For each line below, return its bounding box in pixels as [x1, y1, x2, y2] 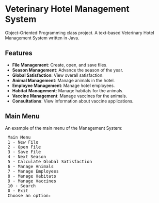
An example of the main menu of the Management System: [5, 125, 123, 131]
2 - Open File [7, 144, 41, 150]
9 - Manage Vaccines [7, 178, 57, 184]
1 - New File [7, 139, 39, 145]
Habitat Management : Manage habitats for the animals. [12, 87, 124, 93]
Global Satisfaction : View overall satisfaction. [12, 72, 104, 78]
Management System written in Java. [5, 35, 79, 41]
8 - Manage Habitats [7, 173, 57, 179]
